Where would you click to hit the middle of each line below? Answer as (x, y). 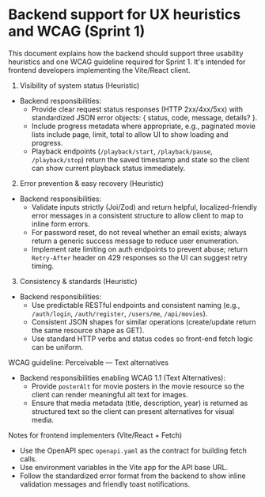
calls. (28, 459)
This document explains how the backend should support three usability (126, 53)
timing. (43, 266)
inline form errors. (61, 224)
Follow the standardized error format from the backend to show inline (133, 476)
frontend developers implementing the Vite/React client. (99, 70)
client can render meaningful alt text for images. (110, 394)
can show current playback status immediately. (108, 168)
